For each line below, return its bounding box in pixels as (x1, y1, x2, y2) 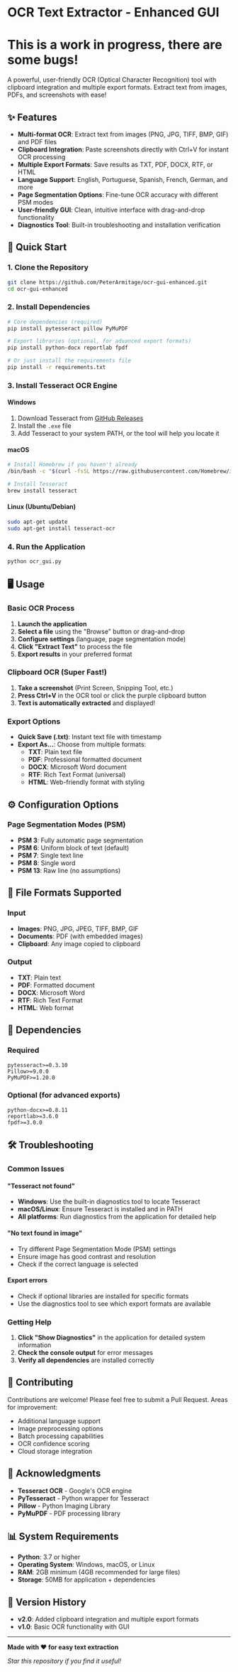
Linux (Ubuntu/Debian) (7, 503, 76, 511)
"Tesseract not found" (7, 1181, 76, 1190)
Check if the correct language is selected (17, 1260, 139, 1268)
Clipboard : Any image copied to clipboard (17, 939, 140, 948)
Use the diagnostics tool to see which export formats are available (17, 1299, 211, 1308)
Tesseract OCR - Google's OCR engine (17, 1486, 132, 1495)
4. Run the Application (7, 542, 86, 552)
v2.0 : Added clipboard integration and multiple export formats (17, 1615, 200, 1624)
